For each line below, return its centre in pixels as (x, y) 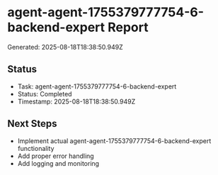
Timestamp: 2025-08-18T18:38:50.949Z (76, 101)
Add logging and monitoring (58, 163)
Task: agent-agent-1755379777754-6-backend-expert (97, 86)
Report (128, 27)
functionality (36, 148)
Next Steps (32, 124)
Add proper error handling (56, 156)
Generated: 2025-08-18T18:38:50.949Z (65, 47)
